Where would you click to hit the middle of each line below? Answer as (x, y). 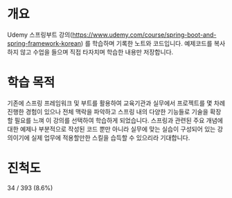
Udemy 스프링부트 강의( (40, 35)
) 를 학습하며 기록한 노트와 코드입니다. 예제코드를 (146, 43)
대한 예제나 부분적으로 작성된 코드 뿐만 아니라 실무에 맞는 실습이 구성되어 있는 (111, 129)
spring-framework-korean (44, 43)
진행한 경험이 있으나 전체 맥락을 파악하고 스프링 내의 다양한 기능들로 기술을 (108, 111)
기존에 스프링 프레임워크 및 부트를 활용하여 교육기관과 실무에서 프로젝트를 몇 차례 (116, 103)
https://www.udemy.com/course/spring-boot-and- (144, 35)
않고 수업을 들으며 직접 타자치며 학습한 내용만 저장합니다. (97, 52)
